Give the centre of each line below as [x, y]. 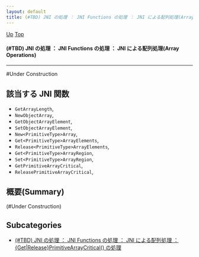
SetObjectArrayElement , [44, 128]
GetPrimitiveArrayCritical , [49, 165]
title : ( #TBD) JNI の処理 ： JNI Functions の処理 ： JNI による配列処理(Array [100, 17]
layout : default [26, 12]
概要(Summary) [35, 191]
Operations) [21, 55]
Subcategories [34, 225]
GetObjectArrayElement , [44, 121]
